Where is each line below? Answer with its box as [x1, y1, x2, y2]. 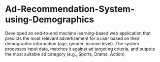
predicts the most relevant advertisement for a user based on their [5, 35, 140, 41]
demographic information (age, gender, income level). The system [5, 40, 139, 46]
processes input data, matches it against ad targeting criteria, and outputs [5, 46, 155, 52]
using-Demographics [5, 14, 95, 25]
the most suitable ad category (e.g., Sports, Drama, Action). [5, 51, 127, 57]
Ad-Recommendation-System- [5, 3, 135, 15]
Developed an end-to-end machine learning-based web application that [5, 30, 151, 36]
